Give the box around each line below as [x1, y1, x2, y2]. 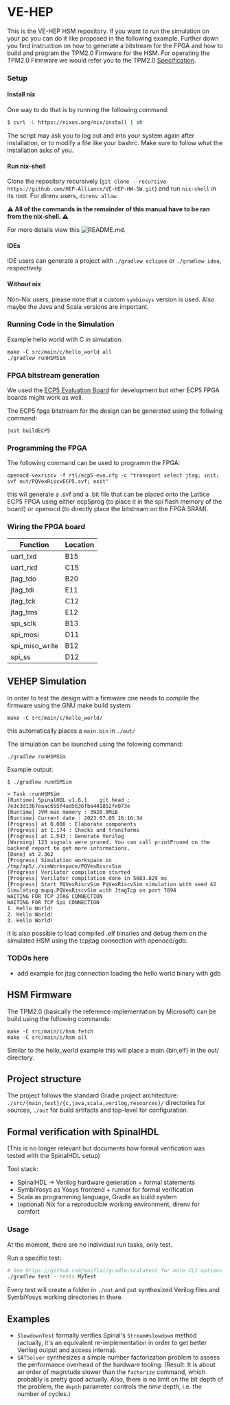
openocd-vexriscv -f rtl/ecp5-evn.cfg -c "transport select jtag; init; [7, 472, 220, 479]
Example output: [7, 765, 54, 773]
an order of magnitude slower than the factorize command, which [16, 1368, 206, 1376]
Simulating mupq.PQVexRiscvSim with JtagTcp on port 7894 [7, 887, 176, 894]
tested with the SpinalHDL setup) [7, 1152, 101, 1160]
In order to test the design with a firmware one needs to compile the [7, 694, 200, 702]
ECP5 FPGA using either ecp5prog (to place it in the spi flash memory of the [7, 497, 222, 506]
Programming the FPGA [7, 443, 87, 453]
